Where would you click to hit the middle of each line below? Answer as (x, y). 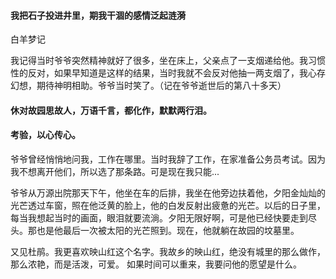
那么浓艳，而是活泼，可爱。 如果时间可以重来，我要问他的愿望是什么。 (156, 264)
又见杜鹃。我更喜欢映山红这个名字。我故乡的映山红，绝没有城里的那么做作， (168, 251)
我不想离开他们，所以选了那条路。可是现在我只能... (115, 171)
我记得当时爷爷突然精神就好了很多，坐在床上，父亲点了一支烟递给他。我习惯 (168, 61)
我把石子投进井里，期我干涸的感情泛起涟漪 (98, 15)
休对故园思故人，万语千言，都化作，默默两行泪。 (111, 110)
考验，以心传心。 (45, 135)
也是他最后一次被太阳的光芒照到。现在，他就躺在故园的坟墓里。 (168, 230)
